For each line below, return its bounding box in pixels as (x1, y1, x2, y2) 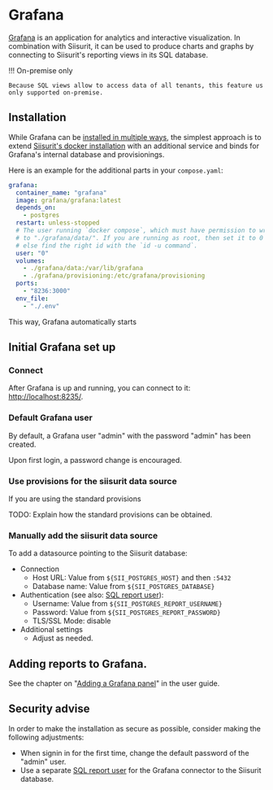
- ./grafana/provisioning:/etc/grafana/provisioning (23, 272, 206, 280)
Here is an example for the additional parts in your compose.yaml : (8, 165, 223, 175)
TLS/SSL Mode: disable (32, 616, 111, 626)
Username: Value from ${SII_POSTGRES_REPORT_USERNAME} (32, 599, 223, 609)
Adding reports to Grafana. (8, 657, 148, 670)
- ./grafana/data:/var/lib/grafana (23, 264, 144, 273)
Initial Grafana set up (8, 340, 116, 355)
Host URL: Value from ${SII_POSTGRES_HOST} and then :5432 (32, 573, 232, 583)
